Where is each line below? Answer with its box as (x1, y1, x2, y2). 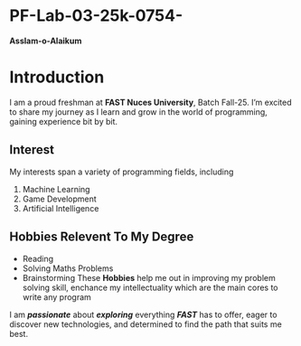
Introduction (9, 67, 105, 88)
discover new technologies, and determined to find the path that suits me (9, 318, 282, 330)
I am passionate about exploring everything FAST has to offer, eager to (9, 309, 277, 320)
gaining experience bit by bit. (9, 116, 118, 126)
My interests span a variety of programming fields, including (9, 166, 234, 177)
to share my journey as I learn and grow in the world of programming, (9, 106, 268, 117)
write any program (22, 291, 92, 303)
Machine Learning (22, 183, 90, 194)
